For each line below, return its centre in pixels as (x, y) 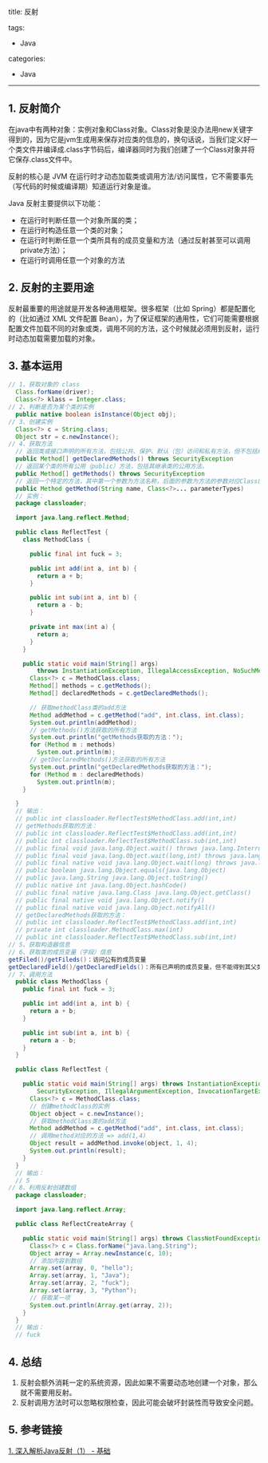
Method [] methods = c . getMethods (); (90, 686)
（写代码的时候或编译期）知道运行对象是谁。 (82, 186)
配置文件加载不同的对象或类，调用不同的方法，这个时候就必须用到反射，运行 (134, 328)
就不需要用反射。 (48, 1392)
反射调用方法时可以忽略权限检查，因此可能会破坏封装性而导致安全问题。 (138, 1402)
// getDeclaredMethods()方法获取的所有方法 (97, 760)
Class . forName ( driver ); (55, 392)
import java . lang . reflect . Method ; (73, 518)
